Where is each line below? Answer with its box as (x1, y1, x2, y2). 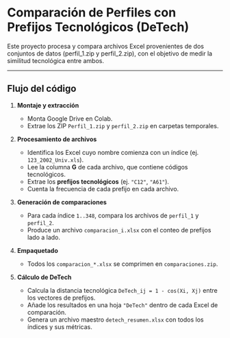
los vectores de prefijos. (27, 293, 96, 302)
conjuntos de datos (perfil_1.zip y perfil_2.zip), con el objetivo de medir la (7, 49, 213, 58)
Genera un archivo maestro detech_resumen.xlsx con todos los (27, 315, 204, 324)
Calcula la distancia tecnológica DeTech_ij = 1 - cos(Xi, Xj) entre (27, 286, 218, 294)
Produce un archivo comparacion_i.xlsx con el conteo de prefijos (27, 226, 212, 234)
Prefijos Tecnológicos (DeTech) (7, 19, 190, 35)
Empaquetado (16, 246, 58, 254)
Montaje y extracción (16, 101, 79, 109)
